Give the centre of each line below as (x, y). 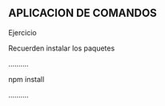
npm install (26, 79)
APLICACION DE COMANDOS (83, 13)
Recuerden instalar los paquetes (62, 48)
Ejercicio (23, 32)
